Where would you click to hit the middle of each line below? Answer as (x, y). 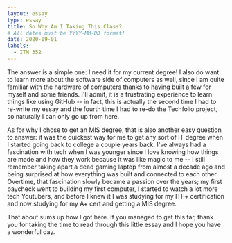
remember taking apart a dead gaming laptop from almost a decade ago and (116, 167)
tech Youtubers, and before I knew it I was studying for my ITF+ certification (116, 196)
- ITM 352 (27, 53)
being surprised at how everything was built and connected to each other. (113, 174)
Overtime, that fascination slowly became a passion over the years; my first (115, 181)
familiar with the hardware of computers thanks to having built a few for (109, 87)
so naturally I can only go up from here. (63, 116)
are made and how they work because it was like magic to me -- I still (106, 159)
